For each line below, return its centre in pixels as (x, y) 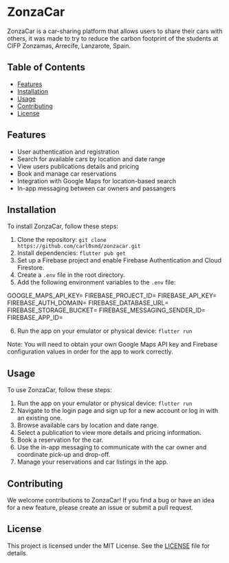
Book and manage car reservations (67, 174)
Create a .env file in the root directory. (71, 275)
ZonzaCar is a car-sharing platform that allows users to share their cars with (115, 31)
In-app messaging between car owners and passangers (96, 188)
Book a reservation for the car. (60, 440)
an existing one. (40, 418)
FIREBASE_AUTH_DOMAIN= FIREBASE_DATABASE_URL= (88, 303)
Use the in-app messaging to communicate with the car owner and (112, 447)
